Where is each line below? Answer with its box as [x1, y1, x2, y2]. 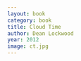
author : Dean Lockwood [7, 29, 74, 37]
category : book [7, 17, 52, 24]
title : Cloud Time [7, 23, 61, 30]
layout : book [7, 10, 46, 18]
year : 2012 [7, 36, 39, 43]
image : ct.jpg [7, 43, 49, 50]
